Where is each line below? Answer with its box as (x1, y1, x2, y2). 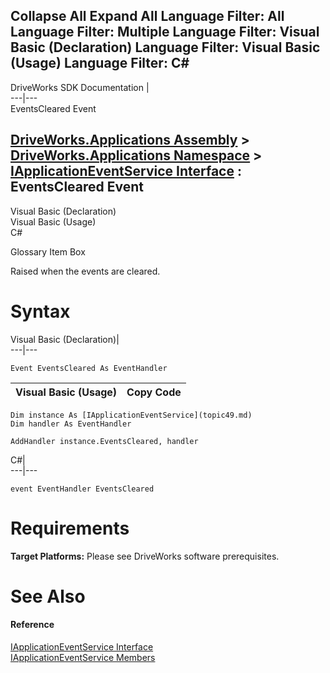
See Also (10, 585, 86, 608)
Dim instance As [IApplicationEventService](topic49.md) (10, 410, 253, 420)
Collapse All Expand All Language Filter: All (10, 8, 285, 25)
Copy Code (126, 385, 182, 399)
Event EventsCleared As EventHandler (10, 363, 168, 373)
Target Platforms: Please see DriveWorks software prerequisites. (10, 550, 280, 562)
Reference (10, 619, 55, 631)
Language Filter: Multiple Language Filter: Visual (10, 24, 320, 41)
